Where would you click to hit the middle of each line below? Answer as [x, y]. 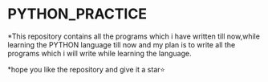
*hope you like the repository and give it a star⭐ [86, 69]
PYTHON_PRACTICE [77, 14]
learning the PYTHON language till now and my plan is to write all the [122, 44]
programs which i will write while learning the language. [99, 53]
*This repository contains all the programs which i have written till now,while [134, 36]
